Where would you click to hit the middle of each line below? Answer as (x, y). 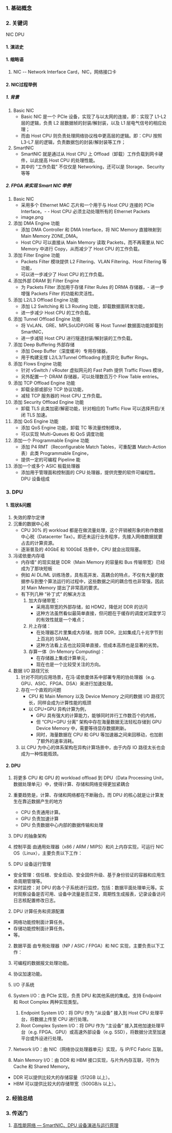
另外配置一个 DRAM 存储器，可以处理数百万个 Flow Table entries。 (91, 376)
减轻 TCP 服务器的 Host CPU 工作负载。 (63, 396)
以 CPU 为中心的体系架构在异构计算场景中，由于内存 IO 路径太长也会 (93, 747)
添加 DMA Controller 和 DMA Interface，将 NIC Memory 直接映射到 (91, 229)
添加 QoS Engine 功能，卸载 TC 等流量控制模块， (72, 427)
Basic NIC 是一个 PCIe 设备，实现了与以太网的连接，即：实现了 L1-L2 (93, 117)
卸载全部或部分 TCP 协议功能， (53, 389)
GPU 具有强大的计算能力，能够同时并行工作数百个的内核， (97, 715)
